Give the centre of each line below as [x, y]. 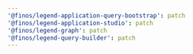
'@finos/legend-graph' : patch [58, 30]
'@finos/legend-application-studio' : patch [81, 23]
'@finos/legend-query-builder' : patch [71, 38]
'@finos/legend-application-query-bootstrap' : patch [96, 15]
